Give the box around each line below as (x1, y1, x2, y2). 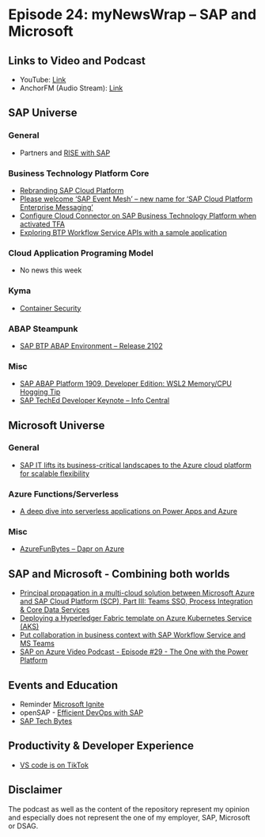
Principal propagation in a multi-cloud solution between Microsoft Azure (19, 588, 255, 598)
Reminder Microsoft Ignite (19, 699, 104, 710)
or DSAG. (8, 821, 39, 831)
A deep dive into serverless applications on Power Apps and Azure (19, 507, 238, 516)
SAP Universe (8, 106, 78, 120)
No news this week (19, 265, 82, 275)
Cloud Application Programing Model (8, 247, 154, 258)
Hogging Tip (19, 387, 61, 397)
